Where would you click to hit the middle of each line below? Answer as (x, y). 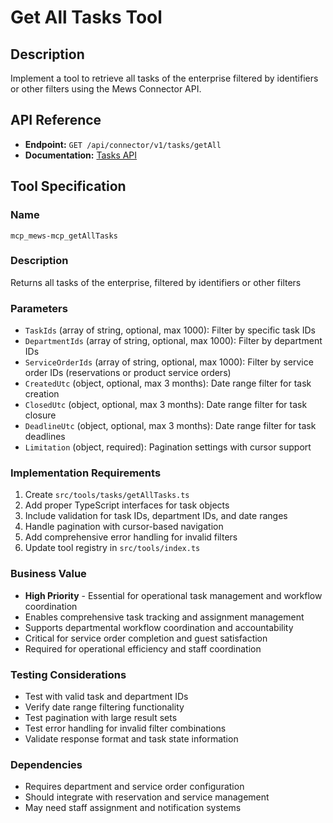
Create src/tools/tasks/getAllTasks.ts (107, 495)
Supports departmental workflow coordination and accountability (159, 627)
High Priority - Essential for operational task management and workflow (173, 595)
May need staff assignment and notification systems (133, 808)
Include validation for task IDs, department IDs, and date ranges (156, 516)
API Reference (56, 120)
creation (42, 394)
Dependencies (46, 764)
